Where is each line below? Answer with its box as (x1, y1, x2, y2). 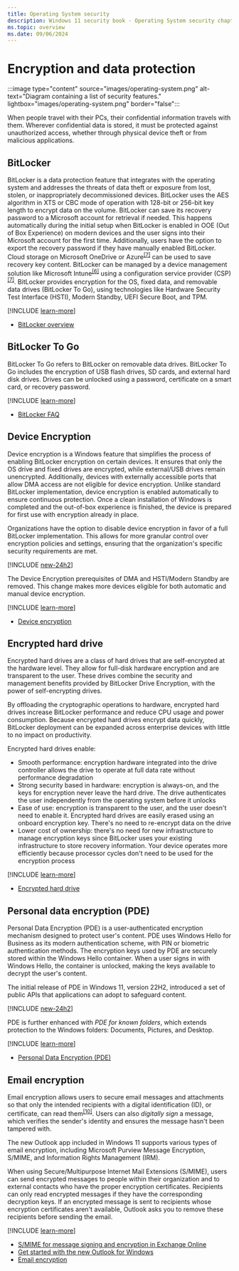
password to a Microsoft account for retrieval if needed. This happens (7, 214, 213, 221)
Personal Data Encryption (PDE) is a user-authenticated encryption (7, 924, 203, 933)
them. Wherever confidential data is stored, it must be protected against (7, 121, 218, 130)
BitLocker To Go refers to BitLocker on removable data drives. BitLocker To (7, 360, 227, 368)
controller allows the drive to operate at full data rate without (17, 766, 196, 775)
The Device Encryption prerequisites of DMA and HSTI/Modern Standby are (7, 574, 230, 582)
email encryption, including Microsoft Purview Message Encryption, (7, 1146, 206, 1154)
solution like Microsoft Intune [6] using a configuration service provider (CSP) (7, 268, 231, 278)
